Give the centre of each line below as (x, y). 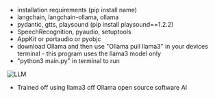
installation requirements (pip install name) (77, 10)
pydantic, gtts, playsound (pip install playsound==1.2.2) (95, 24)
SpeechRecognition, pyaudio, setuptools (74, 32)
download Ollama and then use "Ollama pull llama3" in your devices (113, 46)
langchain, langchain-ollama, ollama (68, 17)
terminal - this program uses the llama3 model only (89, 53)
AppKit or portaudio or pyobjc (59, 39)
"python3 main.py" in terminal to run (68, 61)
